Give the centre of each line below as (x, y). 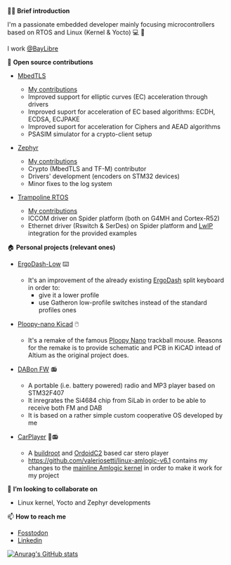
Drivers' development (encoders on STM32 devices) (104, 176)
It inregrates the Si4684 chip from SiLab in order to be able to (117, 400)
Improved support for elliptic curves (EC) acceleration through (118, 97)
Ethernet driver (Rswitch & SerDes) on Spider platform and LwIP (120, 226)
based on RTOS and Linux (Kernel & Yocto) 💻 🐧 (76, 32)
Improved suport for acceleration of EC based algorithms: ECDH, (121, 112)
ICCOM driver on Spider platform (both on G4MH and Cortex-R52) (124, 218)
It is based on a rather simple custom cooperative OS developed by (125, 415)
